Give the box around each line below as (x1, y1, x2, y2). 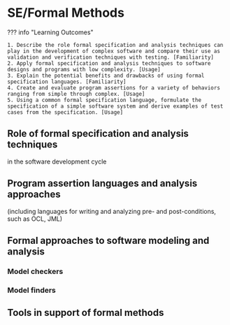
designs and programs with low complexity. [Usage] (7, 66, 161, 73)
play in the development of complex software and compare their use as (7, 48, 220, 55)
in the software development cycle (7, 157, 107, 166)
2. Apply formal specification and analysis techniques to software (7, 59, 211, 67)
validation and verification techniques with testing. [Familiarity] (7, 54, 215, 61)
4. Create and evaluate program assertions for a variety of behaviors (7, 84, 220, 92)
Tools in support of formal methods (7, 307, 164, 319)
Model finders (7, 285, 56, 295)
